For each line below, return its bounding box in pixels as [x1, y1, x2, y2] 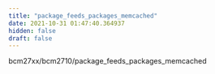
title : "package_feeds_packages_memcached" [8, 11, 158, 20]
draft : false [8, 34, 53, 43]
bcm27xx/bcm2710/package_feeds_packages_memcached [8, 56, 207, 66]
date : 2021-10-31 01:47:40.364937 [8, 19, 126, 27]
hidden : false [8, 27, 57, 35]
